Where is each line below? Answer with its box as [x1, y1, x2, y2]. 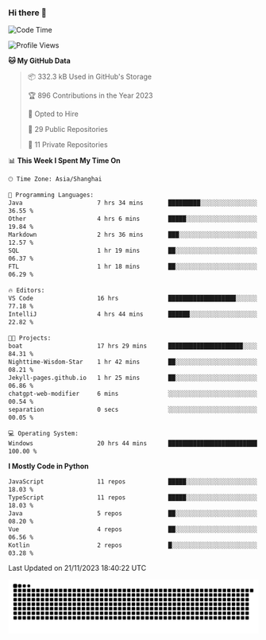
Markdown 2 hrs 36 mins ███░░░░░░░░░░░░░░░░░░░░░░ [8, 231, 258, 239]
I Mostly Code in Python [8, 461, 89, 471]
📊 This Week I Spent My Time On [8, 156, 121, 165]
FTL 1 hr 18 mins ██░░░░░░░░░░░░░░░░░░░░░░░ [8, 262, 258, 271]
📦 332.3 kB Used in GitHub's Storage [27, 72, 152, 82]
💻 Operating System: [8, 429, 79, 438]
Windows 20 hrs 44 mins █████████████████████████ [8, 440, 258, 448]
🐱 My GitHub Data [8, 56, 71, 66]
